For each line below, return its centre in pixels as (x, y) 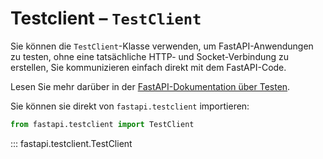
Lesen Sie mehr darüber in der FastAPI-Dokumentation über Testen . (150, 86)
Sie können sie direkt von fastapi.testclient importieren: (130, 106)
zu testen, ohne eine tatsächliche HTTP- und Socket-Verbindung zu (150, 56)
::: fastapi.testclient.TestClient (71, 143)
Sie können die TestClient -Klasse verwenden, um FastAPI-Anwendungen (162, 46)
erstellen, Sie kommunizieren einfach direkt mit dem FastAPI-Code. (148, 67)
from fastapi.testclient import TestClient (102, 124)
